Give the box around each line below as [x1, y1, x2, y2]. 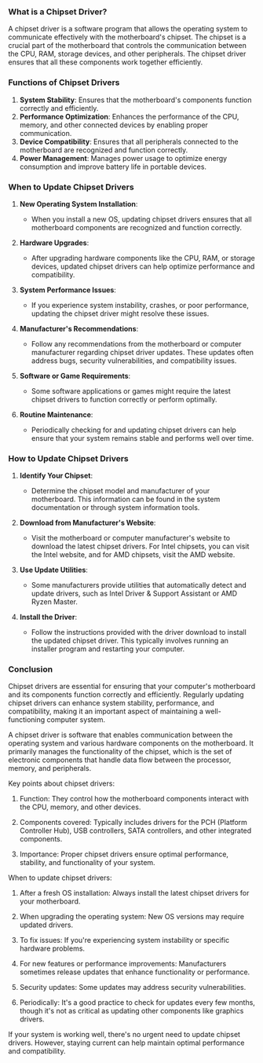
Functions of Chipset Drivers [8, 77, 120, 88]
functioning [8, 715, 46, 724]
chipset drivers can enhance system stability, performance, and [8, 698, 214, 708]
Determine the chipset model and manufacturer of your [31, 486, 210, 496]
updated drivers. [19, 920, 74, 929]
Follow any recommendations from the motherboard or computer [31, 339, 242, 348]
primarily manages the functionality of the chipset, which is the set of [8, 747, 232, 757]
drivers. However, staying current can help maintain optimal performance [8, 1038, 245, 1047]
